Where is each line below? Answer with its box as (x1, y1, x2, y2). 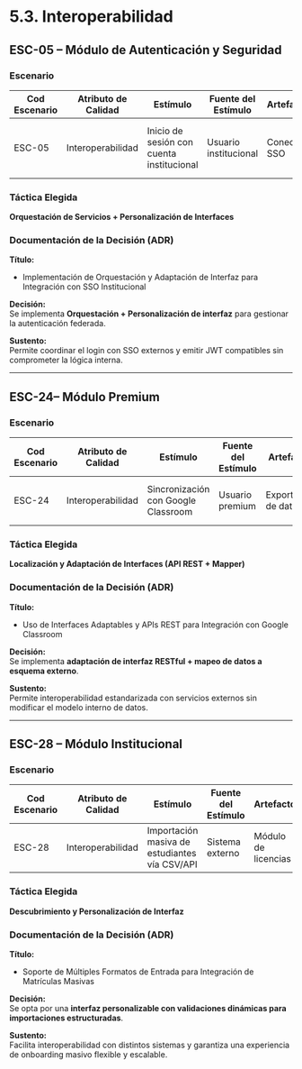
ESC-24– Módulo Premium (9, 389, 160, 405)
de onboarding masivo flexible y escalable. (9, 1049, 168, 1060)
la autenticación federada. (9, 318, 106, 329)
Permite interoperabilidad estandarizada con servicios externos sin (9, 692, 258, 703)
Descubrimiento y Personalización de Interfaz (9, 906, 184, 917)
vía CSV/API (147, 858, 198, 871)
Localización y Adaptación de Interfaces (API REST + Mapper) (9, 559, 245, 570)
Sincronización (147, 483, 210, 496)
